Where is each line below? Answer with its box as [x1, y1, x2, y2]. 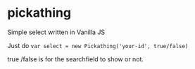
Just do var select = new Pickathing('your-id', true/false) [7, 41, 189, 49]
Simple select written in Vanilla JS [7, 28, 106, 36]
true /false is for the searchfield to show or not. [7, 54, 144, 63]
